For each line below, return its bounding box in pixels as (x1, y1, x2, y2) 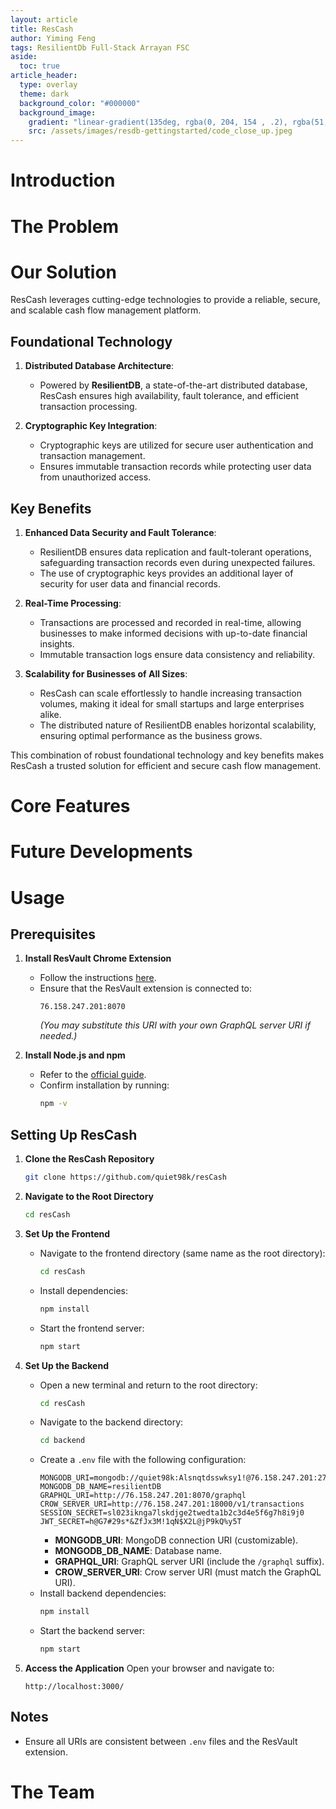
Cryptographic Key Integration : (24, 420, 158, 432)
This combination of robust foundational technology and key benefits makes (10, 749, 325, 761)
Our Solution (10, 261, 118, 283)
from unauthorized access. (39, 471, 152, 483)
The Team (10, 1781, 95, 1803)
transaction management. (39, 450, 146, 462)
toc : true (19, 61, 60, 71)
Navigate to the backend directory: (39, 1416, 184, 1428)
